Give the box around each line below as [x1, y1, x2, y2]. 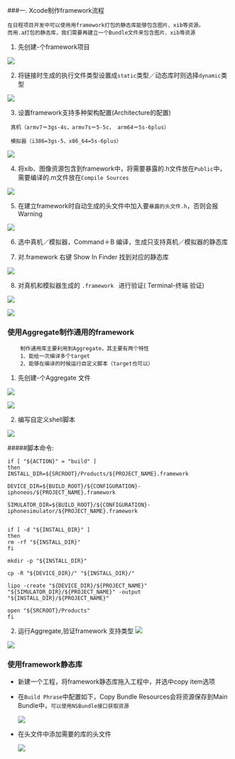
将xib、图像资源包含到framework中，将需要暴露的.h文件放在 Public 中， [17, 164, 226, 173]
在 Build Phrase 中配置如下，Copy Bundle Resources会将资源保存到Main [17, 692, 228, 701]
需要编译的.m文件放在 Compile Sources [17, 173, 129, 181]
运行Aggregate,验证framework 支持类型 [17, 627, 134, 635]
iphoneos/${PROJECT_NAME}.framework [7, 489, 116, 496]
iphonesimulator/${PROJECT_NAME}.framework [7, 507, 138, 515]
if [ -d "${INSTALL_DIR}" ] [7, 527, 91, 534]
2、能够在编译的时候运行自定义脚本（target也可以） [20, 360, 154, 367]
